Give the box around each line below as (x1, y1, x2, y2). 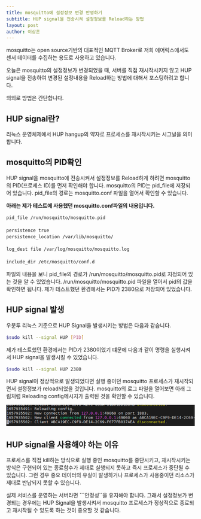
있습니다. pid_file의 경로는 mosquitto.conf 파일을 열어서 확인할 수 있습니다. (12, 189, 188, 196)
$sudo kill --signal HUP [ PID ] (6, 334, 84, 341)
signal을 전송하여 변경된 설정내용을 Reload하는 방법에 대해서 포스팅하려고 (6, 74, 178, 81)
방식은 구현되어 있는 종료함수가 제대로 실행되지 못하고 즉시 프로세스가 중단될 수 (6, 464, 190, 471)
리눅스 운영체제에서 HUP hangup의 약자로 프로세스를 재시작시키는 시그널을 (6, 130, 181, 138)
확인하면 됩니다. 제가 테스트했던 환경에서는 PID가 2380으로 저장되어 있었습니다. (6, 285, 193, 293)
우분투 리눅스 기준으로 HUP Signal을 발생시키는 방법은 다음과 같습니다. (6, 321, 172, 329)
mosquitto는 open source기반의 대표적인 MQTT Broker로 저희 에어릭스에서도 (6, 47, 190, 54)
